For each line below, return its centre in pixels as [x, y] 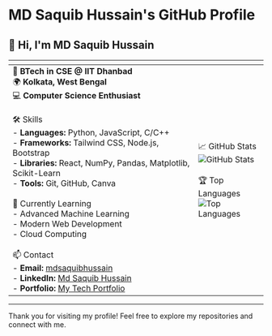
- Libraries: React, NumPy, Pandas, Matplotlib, [101, 163]
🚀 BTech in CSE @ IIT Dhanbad [72, 71]
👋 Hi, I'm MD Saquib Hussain [81, 45]
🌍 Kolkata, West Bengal [60, 82]
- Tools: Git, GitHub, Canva [64, 183]
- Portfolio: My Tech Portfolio [69, 288]
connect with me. [37, 325]
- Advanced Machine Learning [71, 214]
